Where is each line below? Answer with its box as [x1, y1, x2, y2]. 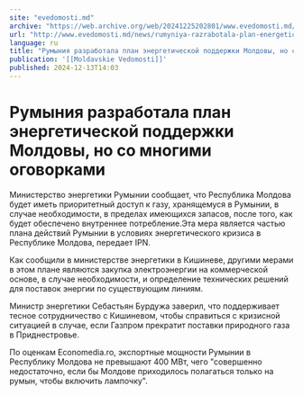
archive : [9, 22, 42, 31]
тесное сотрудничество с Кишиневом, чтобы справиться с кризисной [9, 310, 281, 320]
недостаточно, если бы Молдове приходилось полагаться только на [9, 365, 274, 376]
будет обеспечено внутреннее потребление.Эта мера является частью [9, 218, 286, 229]
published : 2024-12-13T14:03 [9, 64, 119, 73]
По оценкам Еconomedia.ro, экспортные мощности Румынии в [9, 346, 251, 357]
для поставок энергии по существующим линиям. [9, 283, 204, 293]
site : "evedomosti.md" [9, 13, 95, 22]
